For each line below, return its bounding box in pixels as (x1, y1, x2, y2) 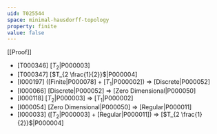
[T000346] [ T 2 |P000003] (17, 61, 91, 71)
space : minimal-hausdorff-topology (7, 16, 110, 23)
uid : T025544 (7, 10, 45, 17)
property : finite (7, 23, 57, 30)
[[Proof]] (7, 48, 32, 56)
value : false (7, 29, 45, 36)
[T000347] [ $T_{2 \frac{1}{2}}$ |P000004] (17, 70, 138, 79)
